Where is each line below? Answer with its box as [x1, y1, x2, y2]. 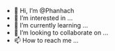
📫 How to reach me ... [13, 37, 79, 44]
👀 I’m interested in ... [13, 14, 73, 22]
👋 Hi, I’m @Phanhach [13, 7, 75, 14]
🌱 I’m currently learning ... [13, 21, 89, 29]
